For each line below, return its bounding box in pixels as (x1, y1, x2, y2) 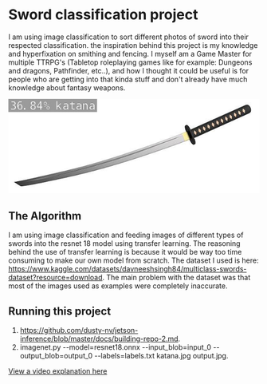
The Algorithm (8, 209, 82, 223)
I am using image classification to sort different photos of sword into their (8, 32, 249, 42)
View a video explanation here (8, 366, 108, 376)
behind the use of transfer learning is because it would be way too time (8, 247, 242, 257)
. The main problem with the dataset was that (102, 273, 251, 283)
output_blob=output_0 (19, 350, 93, 360)
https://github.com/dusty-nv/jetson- (19, 325, 139, 335)
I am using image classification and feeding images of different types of (8, 230, 244, 240)
